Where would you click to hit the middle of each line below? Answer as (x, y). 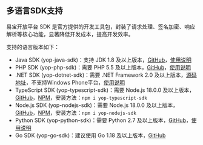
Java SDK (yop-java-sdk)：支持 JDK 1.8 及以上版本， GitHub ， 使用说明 (103, 60)
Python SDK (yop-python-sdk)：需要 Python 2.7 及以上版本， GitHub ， (103, 120)
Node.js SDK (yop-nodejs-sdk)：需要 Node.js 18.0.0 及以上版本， (97, 105)
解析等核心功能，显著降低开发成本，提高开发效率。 (70, 34)
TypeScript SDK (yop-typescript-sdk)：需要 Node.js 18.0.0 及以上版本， (105, 90)
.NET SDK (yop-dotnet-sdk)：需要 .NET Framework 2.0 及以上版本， (101, 75)
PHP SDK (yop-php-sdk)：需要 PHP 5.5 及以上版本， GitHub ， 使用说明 (103, 67)
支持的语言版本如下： (33, 47)
